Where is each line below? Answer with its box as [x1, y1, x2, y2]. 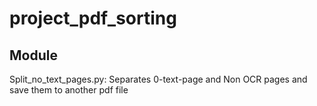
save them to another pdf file [9, 84, 129, 96]
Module [9, 47, 58, 64]
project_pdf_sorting [9, 7, 177, 30]
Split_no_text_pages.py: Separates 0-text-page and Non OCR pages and [9, 73, 308, 85]
